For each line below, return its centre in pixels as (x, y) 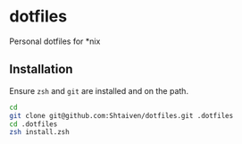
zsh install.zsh (39, 132)
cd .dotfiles (33, 124)
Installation (41, 69)
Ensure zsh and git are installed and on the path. (99, 90)
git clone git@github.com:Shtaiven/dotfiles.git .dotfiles (121, 115)
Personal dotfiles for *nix (55, 41)
